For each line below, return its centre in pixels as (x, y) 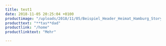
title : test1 (19, 9)
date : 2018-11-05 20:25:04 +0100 (40, 14)
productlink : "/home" (27, 28)
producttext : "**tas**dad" (33, 23)
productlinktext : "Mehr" (31, 32)
